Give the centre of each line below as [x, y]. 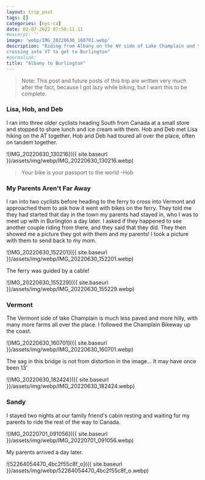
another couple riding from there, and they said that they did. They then [96, 227]
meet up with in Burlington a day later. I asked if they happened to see [94, 221]
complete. [34, 94]
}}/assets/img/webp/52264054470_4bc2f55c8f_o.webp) [78, 470]
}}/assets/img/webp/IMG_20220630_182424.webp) [71, 386]
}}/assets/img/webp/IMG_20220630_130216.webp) [70, 160]
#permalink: [21, 57]
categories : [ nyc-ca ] [34, 23]
